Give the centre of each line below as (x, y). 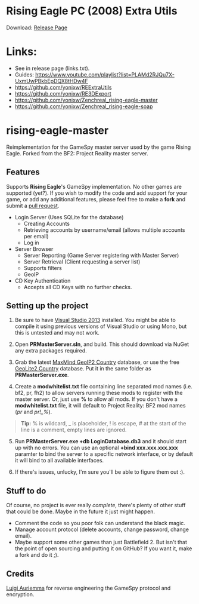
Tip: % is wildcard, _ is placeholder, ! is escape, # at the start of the (103, 424)
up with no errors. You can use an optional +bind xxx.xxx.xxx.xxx (96, 448)
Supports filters (43, 268)
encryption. (20, 594)
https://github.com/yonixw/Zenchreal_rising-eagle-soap (84, 106)
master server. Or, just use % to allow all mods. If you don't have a (96, 399)
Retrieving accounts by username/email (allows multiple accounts (104, 230)
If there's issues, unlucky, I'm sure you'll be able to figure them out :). (99, 472)
